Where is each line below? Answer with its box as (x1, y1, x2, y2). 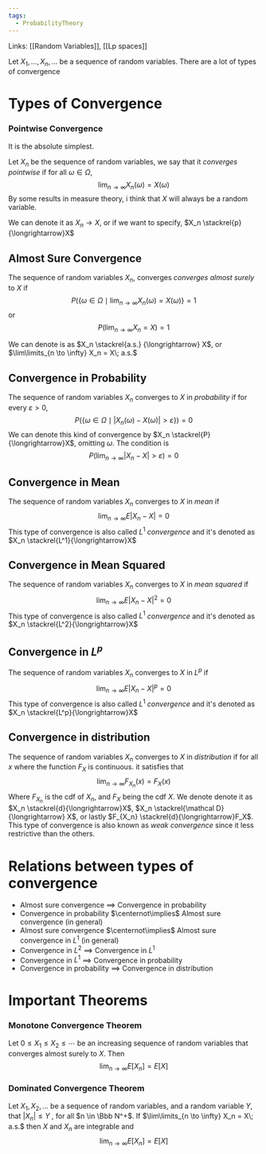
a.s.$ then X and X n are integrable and (8, 1122, 134, 1133)
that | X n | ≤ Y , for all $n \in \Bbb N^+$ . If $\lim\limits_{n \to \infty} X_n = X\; (8, 1111, 254, 1123)
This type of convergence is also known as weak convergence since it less (8, 820, 254, 830)
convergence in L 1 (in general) (19, 935, 119, 945)
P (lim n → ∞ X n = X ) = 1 (98, 322, 170, 334)
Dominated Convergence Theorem (8, 1083, 145, 1094)
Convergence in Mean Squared (8, 559, 166, 572)
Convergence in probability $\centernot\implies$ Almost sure (19, 909, 221, 919)
